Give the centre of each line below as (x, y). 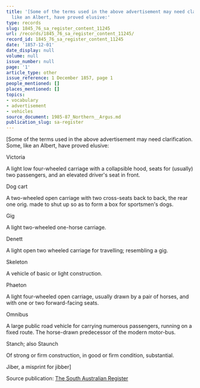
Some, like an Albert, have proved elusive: (57, 146)
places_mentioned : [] (33, 89)
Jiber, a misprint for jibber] (39, 367)
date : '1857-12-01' (30, 45)
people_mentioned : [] (33, 84)
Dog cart (17, 187)
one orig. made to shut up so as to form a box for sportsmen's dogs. (90, 204)
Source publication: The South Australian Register (67, 378)
